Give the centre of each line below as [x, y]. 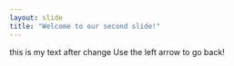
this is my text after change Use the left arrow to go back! [117, 52]
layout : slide [36, 18]
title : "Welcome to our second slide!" [85, 26]
